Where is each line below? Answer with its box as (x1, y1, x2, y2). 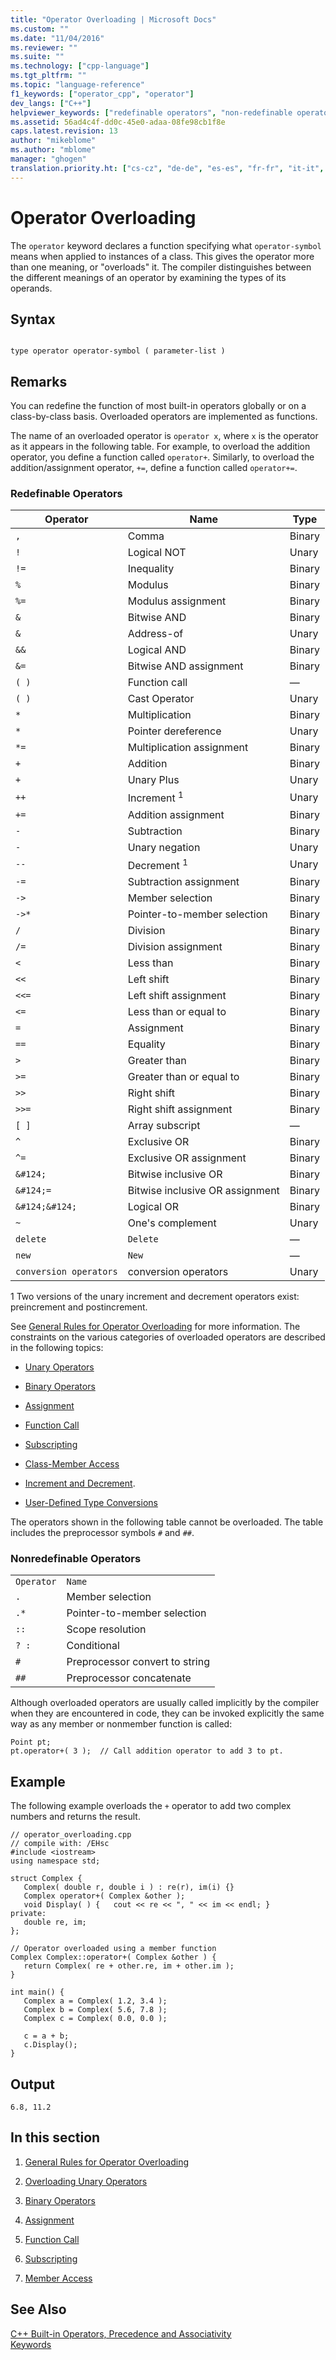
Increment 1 (127, 789, 184, 805)
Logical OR (127, 1200, 179, 1214)
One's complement (127, 1216, 217, 1230)
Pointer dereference (127, 724, 222, 738)
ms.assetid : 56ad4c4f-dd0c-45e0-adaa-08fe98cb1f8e (10, 117, 226, 127)
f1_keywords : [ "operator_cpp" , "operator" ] (10, 89, 195, 99)
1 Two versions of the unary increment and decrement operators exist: (10, 1291, 300, 1303)
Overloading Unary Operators (24, 2175, 148, 2187)
